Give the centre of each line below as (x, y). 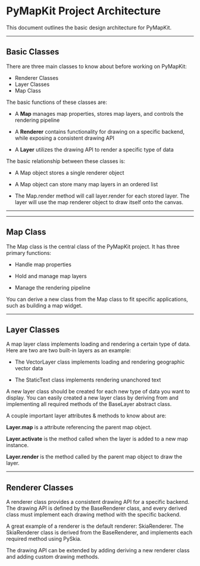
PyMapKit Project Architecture (83, 11)
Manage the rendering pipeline (52, 287)
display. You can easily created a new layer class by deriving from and (92, 398)
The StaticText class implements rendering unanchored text (88, 380)
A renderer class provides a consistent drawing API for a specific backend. (98, 502)
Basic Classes (33, 52)
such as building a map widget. (44, 305)
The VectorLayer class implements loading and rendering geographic (100, 362)
